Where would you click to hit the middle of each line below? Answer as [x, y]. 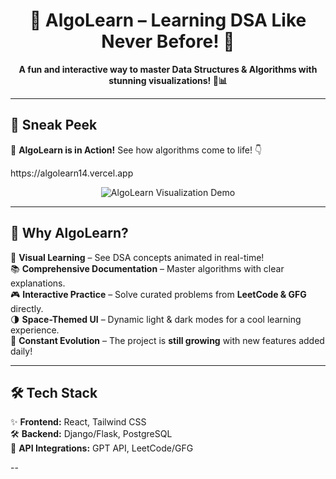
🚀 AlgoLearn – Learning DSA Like [168, 20]
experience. [35, 330]
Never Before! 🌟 [168, 41]
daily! [21, 351]
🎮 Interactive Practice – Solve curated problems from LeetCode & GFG [158, 294]
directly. [27, 308]
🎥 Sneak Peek [54, 125]
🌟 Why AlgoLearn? [69, 233]
